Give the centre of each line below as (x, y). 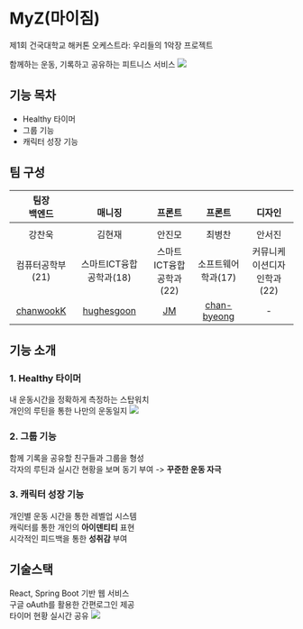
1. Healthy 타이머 (45, 378)
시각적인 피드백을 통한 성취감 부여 (69, 538)
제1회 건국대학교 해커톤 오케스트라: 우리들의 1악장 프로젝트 (111, 45)
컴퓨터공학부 (41, 265)
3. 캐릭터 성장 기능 (47, 495)
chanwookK (41, 310)
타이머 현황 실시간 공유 (49, 615)
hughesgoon (110, 310)
